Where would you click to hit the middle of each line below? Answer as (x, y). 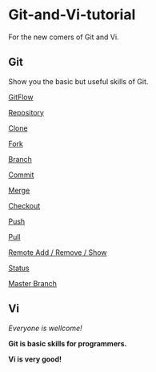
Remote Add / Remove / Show (58, 252)
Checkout (24, 205)
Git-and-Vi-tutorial (72, 15)
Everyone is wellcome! (45, 328)
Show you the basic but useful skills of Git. (78, 81)
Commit (21, 175)
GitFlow (21, 97)
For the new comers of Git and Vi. (64, 37)
